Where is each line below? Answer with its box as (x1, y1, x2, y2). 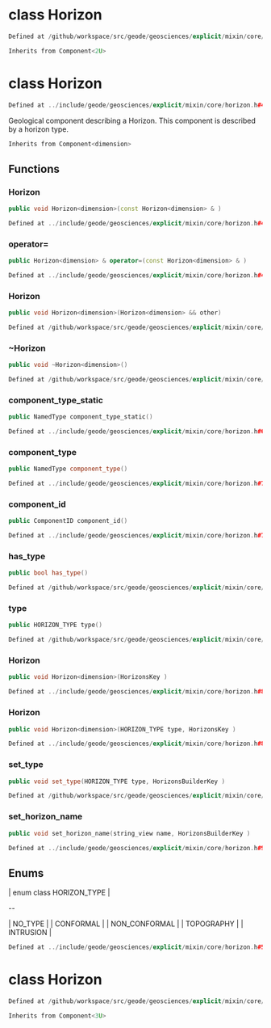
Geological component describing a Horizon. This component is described (8, 116, 256, 125)
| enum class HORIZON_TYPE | (8, 887, 110, 898)
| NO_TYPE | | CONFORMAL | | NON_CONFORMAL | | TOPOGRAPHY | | (8, 919, 244, 929)
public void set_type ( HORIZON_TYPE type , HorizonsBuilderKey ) (8, 777, 226, 786)
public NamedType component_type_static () (8, 413, 153, 421)
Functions (8, 162, 60, 175)
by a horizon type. (8, 124, 69, 134)
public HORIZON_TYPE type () (8, 621, 103, 630)
